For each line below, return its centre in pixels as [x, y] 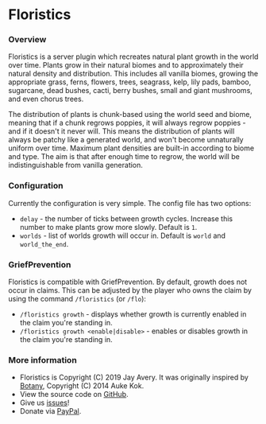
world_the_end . [44, 243]
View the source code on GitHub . [74, 395]
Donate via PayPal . [50, 411]
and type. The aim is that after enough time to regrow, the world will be [124, 157]
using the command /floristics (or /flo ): [77, 299]
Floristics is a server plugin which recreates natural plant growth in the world [133, 56]
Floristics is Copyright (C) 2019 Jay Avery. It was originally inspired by [134, 377]
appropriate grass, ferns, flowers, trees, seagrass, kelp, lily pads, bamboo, [130, 82]
